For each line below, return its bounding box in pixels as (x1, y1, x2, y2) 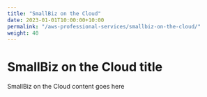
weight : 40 (7, 29, 39, 37)
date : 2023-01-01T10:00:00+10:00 (7, 17, 105, 24)
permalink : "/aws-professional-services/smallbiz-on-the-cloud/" (7, 23, 201, 30)
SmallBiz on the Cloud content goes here (7, 82, 125, 91)
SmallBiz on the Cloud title (7, 60, 163, 75)
